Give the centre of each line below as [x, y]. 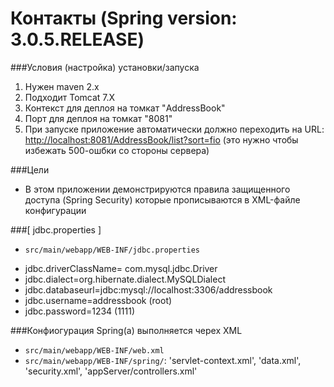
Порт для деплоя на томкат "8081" [98, 118]
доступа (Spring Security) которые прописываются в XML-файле [162, 199]
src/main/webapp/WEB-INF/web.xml [94, 350]
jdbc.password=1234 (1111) [80, 311]
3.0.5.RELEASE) [77, 39]
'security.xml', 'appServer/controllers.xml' [111, 371]
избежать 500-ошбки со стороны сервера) [117, 150]
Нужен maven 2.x [62, 86]
